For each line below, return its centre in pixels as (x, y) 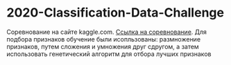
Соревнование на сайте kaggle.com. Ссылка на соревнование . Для (107, 32)
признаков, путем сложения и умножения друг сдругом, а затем (103, 46)
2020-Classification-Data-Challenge (115, 13)
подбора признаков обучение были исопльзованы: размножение (104, 39)
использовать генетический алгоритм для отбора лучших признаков (109, 54)
